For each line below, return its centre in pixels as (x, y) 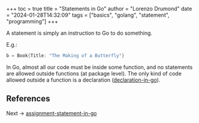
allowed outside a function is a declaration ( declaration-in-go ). (83, 80)
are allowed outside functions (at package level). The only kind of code (94, 73)
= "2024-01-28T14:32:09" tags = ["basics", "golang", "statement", (88, 15)
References (28, 99)
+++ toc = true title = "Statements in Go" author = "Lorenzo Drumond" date (99, 9)
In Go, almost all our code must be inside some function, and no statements (99, 67)
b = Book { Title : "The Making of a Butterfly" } (65, 56)
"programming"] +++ (32, 21)
